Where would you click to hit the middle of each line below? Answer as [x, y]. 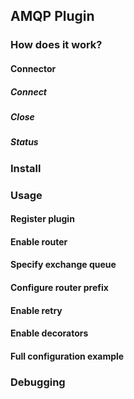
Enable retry [36, 310]
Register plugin [42, 219]
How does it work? [56, 45]
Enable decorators [49, 333]
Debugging [38, 382]
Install [26, 168]
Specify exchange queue [63, 265]
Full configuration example [67, 356]
